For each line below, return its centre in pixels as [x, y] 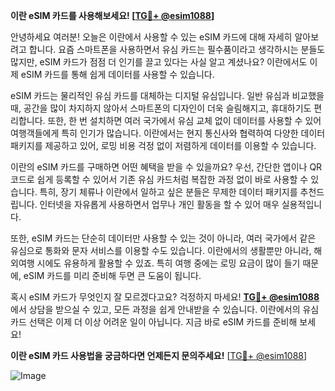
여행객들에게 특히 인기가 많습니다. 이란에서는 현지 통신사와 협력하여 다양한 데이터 [168, 133]
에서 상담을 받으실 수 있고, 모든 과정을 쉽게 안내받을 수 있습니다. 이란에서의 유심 [165, 309]
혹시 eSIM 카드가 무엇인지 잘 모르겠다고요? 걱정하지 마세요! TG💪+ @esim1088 [165, 297]
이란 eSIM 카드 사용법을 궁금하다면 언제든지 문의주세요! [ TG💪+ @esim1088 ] [159, 355]
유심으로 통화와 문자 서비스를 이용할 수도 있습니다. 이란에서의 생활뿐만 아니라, [161, 250]
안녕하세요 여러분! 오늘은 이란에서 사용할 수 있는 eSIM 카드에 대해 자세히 [151, 37]
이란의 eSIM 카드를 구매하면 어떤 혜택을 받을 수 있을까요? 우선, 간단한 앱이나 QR [166, 167]
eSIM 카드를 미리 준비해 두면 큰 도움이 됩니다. [112, 275]
